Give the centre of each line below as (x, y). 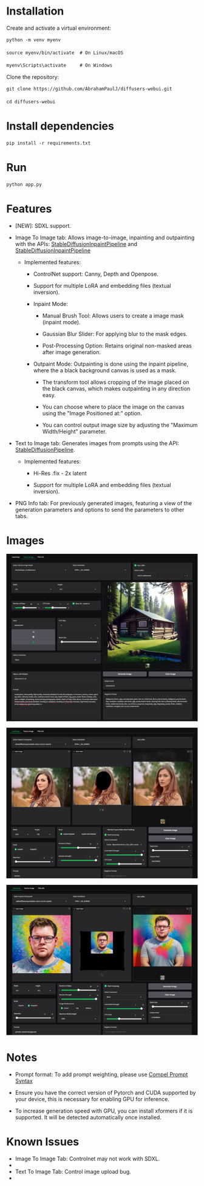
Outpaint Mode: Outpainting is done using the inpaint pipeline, (111, 364)
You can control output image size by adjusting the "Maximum (120, 425)
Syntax (24, 1081)
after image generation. (72, 352)
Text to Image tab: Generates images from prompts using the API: (97, 443)
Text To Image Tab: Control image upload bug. (73, 1171)
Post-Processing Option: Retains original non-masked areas (117, 346)
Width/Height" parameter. (75, 431)
